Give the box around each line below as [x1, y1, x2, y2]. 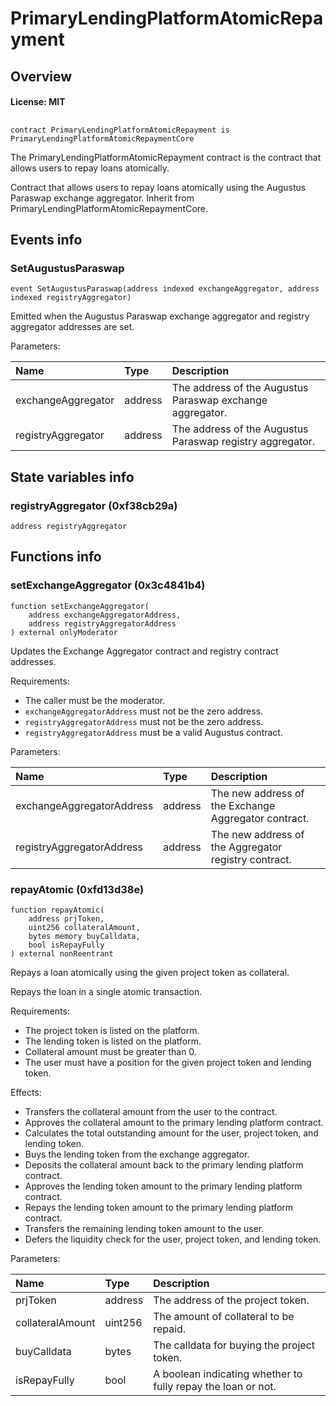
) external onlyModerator [10, 627, 118, 637]
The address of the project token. [153, 1293, 310, 1307]
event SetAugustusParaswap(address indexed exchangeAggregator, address [10, 284, 320, 294]
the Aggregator [210, 840, 283, 854]
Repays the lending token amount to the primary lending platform [24, 1201, 294, 1213]
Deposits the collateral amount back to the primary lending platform [24, 1158, 304, 1171]
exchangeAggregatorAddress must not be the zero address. [24, 705, 264, 717]
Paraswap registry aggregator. [171, 435, 316, 449]
